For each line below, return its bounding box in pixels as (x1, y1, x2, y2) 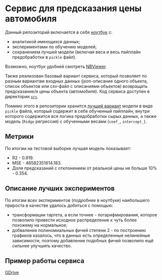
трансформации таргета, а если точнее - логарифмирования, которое (12, 212, 157, 217)
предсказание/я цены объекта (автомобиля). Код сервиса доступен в (5, 88, 150, 94)
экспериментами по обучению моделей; (12, 44, 97, 49)
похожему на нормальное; (12, 222, 68, 228)
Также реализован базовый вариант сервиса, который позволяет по (5, 73, 147, 79)
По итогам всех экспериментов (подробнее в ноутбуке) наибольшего (5, 197, 150, 203)
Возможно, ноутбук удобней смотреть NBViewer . (5, 64, 107, 69)
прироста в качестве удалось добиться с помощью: (5, 202, 114, 208)
